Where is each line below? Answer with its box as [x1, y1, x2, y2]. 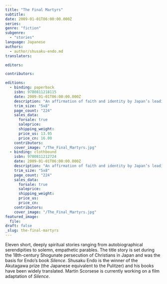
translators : [5, 53, 32, 59]
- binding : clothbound [9, 149, 57, 154]
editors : [5, 63, 23, 68]
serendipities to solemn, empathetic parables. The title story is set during [5, 247, 155, 253]
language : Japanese [5, 40, 46, 45]
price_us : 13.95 [18, 131, 52, 136]
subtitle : [5, 12, 26, 17]
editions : [5, 80, 26, 85]
